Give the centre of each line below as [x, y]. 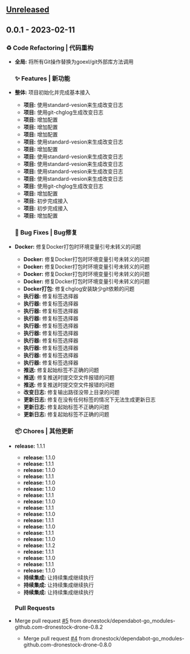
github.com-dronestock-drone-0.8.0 [67, 645]
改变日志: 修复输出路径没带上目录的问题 [71, 392]
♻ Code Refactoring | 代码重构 [50, 48]
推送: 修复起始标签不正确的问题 [61, 370]
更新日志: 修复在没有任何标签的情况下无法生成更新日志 [89, 399]
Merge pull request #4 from [57, 639]
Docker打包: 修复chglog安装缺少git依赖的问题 [79, 288]
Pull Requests [35, 608]
